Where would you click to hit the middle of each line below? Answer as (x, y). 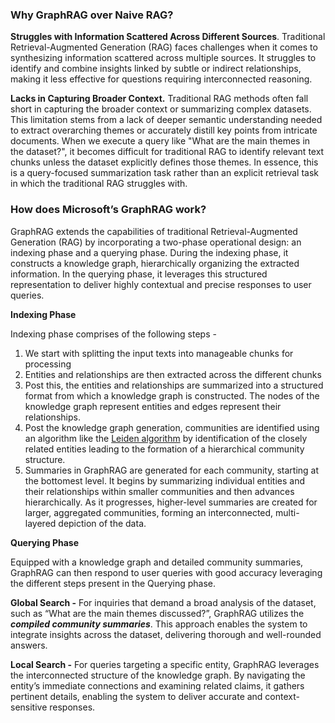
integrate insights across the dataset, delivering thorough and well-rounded (166, 634)
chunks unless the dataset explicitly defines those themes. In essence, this (164, 162)
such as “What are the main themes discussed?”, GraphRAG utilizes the (157, 613)
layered (40, 523)
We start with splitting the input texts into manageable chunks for (159, 353)
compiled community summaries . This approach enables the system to (159, 624)
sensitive (29, 707)
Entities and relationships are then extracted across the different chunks (173, 374)
